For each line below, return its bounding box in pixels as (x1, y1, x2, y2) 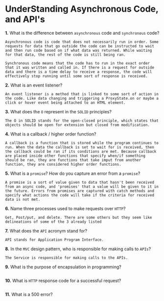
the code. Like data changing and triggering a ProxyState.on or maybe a (5, 96, 159, 101)
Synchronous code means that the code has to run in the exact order (5, 61, 150, 65)
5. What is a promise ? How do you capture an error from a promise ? (5, 170, 141, 176)
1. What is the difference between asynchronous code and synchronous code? (5, 30, 160, 36)
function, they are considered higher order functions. (5, 162, 121, 167)
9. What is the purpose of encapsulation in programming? (5, 264, 121, 270)
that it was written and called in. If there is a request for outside (5, 65, 154, 70)
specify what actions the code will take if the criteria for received (5, 193, 154, 197)
